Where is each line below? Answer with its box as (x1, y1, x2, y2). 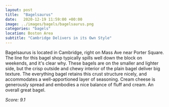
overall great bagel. (5, 87, 46, 93)
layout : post (5, 7, 33, 13)
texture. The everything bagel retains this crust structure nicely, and (5, 71, 147, 77)
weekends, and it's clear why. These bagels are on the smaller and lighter (5, 60, 159, 66)
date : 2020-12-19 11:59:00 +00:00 (5, 17, 82, 22)
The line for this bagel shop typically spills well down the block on (5, 55, 143, 61)
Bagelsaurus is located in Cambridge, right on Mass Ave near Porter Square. (5, 49, 164, 56)
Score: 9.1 (5, 96, 26, 102)
